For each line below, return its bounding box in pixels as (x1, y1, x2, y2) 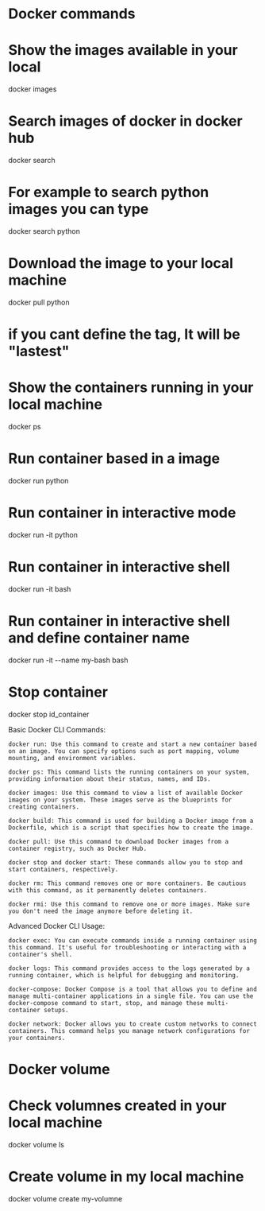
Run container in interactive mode (8, 504, 236, 522)
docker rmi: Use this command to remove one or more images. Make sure (8, 900, 250, 908)
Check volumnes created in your (8, 1096, 227, 1115)
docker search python (8, 227, 81, 235)
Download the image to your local (8, 254, 234, 273)
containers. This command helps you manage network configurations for (8, 1027, 250, 1034)
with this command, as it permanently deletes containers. (8, 886, 208, 895)
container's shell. (8, 950, 73, 958)
